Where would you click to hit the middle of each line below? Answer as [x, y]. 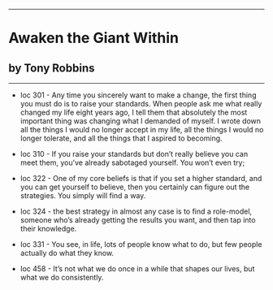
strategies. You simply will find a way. [83, 195]
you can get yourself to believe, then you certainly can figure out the [135, 187]
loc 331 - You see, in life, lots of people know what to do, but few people [141, 244]
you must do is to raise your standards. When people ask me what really [141, 104]
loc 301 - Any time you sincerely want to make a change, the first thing [138, 95]
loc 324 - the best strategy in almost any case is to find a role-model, [136, 211]
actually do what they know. [67, 253]
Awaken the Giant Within [94, 38]
